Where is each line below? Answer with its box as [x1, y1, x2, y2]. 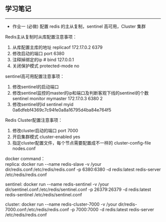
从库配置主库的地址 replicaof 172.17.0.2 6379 [12, 44, 103, 50]
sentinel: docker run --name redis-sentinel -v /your [5, 181, 109, 187]
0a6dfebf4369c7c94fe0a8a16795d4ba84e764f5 [12, 107, 112, 112]
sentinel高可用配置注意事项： [5, 73, 65, 79]
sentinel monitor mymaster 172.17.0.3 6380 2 [12, 95, 103, 101]
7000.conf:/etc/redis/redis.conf [5, 206, 69, 212]
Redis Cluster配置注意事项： [5, 117, 63, 123]
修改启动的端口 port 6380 [12, 50, 65, 56]
